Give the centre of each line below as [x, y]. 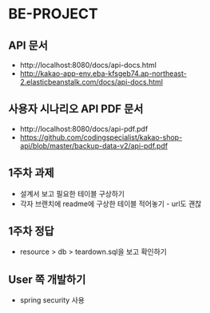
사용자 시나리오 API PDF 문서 [76, 109]
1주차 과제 [31, 173]
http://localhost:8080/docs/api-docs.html [88, 65]
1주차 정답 [31, 231]
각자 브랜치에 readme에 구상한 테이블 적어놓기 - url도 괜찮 [111, 204]
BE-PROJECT [53, 14]
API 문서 [28, 45]
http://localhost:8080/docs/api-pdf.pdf [84, 129]
